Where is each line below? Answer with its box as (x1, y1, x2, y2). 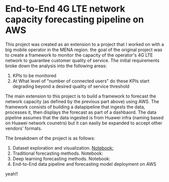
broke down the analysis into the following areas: (5, 63, 107, 69)
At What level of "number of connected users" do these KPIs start (12, 78, 150, 84)
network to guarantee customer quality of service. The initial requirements (5, 57, 160, 63)
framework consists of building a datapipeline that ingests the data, (5, 104, 145, 110)
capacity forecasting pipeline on (5, 14, 144, 25)
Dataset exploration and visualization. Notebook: (12, 145, 114, 151)
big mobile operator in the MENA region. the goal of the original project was (5, 47, 162, 53)
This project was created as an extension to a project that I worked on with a (5, 41, 164, 47)
